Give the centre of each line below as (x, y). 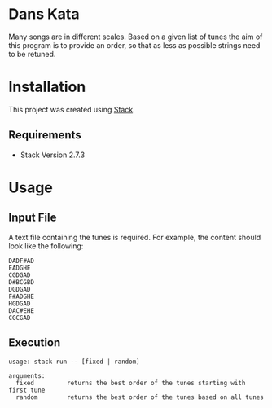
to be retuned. (32, 54)
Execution (35, 343)
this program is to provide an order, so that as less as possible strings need (134, 45)
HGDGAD (20, 303)
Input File (33, 218)
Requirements (45, 135)
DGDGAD (20, 289)
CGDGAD (20, 275)
